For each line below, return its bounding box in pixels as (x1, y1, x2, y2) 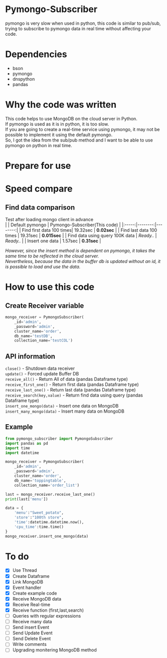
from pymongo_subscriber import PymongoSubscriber (5, 436, 113, 441)
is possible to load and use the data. (5, 264, 81, 270)
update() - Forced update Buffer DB (5, 371, 79, 377)
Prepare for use (5, 160, 71, 171)
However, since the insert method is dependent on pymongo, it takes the (5, 248, 155, 253)
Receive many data (12, 619, 52, 624)
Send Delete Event (12, 636, 51, 642)
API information (5, 352, 56, 361)
